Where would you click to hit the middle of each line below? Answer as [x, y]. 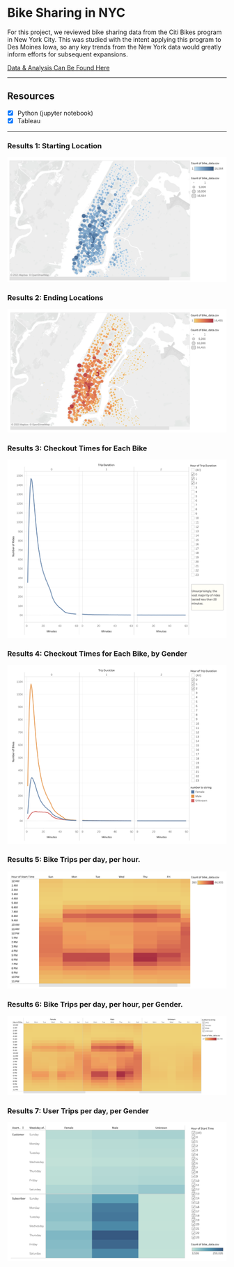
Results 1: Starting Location [55, 145]
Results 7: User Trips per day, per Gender [78, 1111]
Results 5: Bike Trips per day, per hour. [74, 860]
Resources [31, 96]
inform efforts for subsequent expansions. [68, 54]
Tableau [29, 120]
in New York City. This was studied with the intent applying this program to [114, 39]
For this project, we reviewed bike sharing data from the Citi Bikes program [115, 32]
